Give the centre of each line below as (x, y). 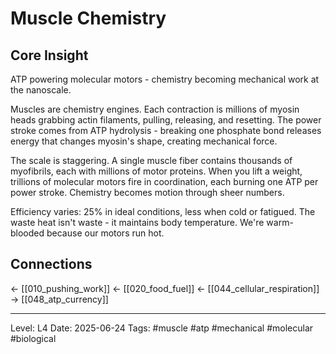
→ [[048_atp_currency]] (59, 299)
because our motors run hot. (105, 233)
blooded (27, 233)
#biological (33, 338)
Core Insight (49, 55)
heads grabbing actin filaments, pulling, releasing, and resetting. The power (166, 120)
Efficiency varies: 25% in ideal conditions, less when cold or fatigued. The (163, 211)
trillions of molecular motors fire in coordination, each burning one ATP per (164, 181)
